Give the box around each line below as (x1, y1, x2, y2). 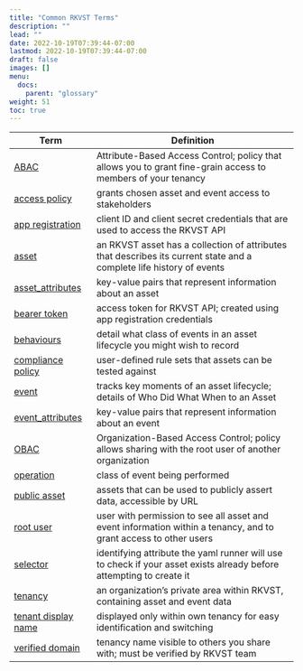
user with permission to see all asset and (96, 509, 269, 522)
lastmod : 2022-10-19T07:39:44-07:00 (9, 47, 147, 56)
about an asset (96, 287, 160, 300)
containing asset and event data (96, 595, 232, 608)
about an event (96, 417, 161, 430)
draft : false (9, 55, 59, 64)
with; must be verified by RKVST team (96, 648, 257, 660)
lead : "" (9, 30, 42, 39)
